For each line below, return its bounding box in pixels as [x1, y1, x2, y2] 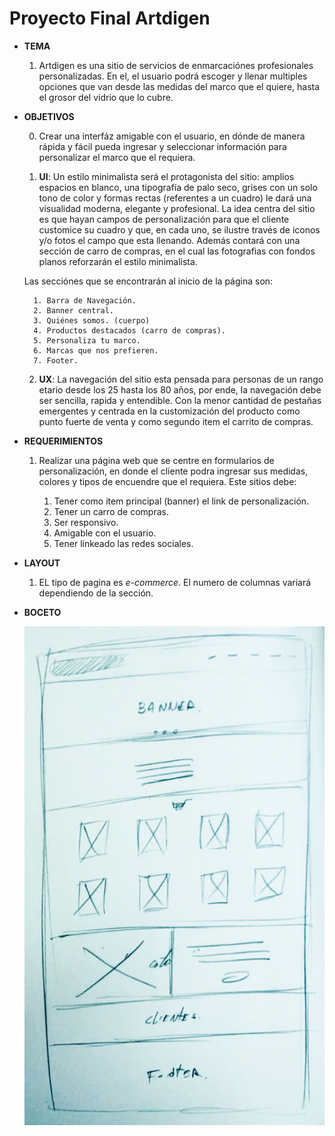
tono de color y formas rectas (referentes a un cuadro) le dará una [38, 192, 312, 204]
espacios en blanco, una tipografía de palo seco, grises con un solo [38, 181, 318, 193]
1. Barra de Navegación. [33, 295, 137, 306]
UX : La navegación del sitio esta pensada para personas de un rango [38, 373, 324, 385]
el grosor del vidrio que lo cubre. [38, 91, 174, 103]
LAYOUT [23, 557, 61, 569]
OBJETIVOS [23, 110, 75, 122]
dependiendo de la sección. [38, 587, 154, 599]
